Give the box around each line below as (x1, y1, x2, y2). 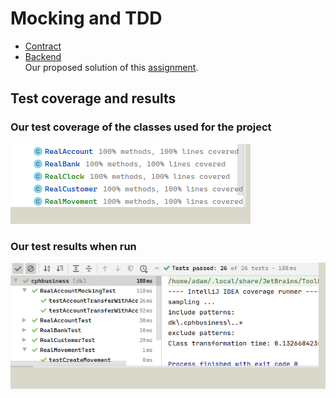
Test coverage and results (10, 90, 177, 107)
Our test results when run (10, 239, 137, 253)
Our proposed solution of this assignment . (24, 61, 199, 73)
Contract (24, 40, 62, 52)
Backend (24, 50, 62, 62)
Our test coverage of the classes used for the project (10, 120, 272, 134)
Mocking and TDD (10, 7, 163, 30)
